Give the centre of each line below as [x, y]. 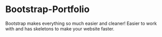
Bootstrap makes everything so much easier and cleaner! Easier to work [81, 23]
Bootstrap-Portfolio [48, 9]
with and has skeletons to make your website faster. [60, 28]
